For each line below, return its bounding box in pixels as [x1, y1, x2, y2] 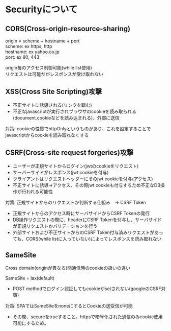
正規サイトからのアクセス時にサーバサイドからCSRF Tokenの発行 [12, 210, 150, 216]
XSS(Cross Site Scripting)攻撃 [5, 87, 102, 96]
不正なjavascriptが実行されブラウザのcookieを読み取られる [12, 108, 136, 114]
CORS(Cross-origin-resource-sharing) [5, 24, 131, 33]
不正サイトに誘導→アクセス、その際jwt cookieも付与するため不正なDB [12, 182, 161, 188]
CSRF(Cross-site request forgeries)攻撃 [5, 148, 134, 157]
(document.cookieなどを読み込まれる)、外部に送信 [12, 114, 120, 121]
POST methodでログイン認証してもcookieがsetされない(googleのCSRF [12, 286, 161, 292]
